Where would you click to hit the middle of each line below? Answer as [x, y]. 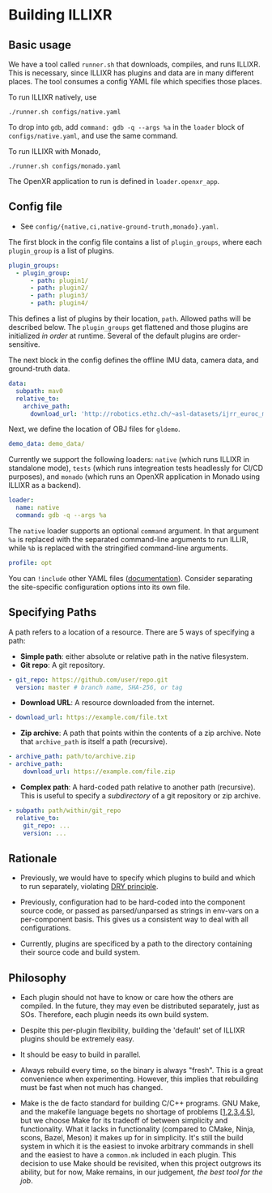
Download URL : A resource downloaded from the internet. [117, 703]
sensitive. [24, 344]
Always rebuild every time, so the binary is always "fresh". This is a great [141, 1070]
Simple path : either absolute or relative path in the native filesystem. [134, 656]
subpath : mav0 [39, 391]
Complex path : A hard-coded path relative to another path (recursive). [138, 787]
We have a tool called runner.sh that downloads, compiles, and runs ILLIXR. [134, 64]
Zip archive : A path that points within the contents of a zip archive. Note [140, 733]
